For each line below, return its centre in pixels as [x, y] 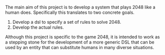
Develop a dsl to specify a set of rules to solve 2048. [67, 22]
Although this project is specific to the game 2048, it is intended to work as [82, 37]
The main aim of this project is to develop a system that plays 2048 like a [80, 7]
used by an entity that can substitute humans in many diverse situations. [79, 47]
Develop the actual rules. [38, 27]
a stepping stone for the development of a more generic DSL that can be [80, 42]
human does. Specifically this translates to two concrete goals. [70, 12]
